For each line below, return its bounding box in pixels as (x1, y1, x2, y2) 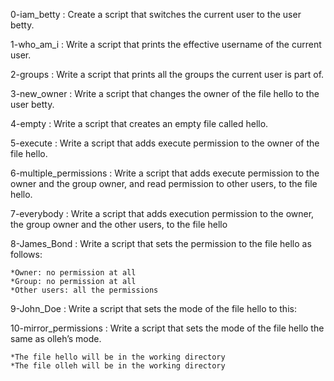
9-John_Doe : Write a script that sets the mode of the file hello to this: (10, 303, 297, 314)
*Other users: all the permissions (10, 285, 159, 295)
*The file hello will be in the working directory (10, 352, 226, 362)
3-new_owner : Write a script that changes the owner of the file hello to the (10, 88, 320, 99)
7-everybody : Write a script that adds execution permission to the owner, (10, 208, 315, 219)
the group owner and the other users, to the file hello (10, 219, 228, 230)
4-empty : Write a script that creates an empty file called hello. (10, 118, 269, 129)
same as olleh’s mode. (10, 333, 102, 344)
